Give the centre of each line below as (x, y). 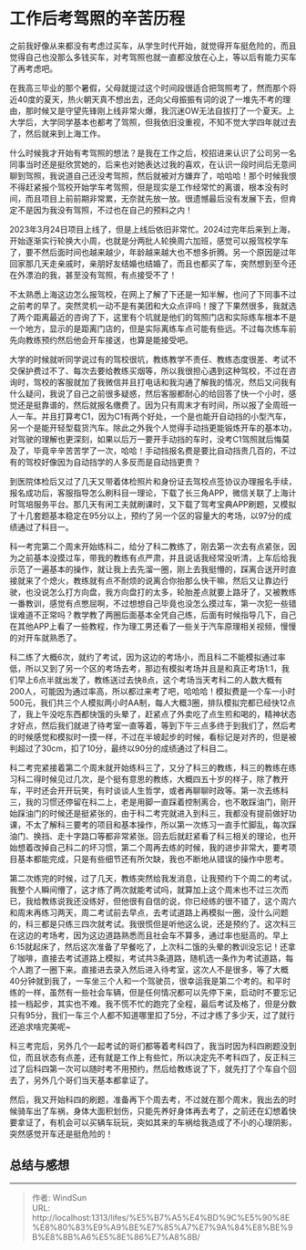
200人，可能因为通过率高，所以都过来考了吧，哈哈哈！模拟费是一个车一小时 (153, 691)
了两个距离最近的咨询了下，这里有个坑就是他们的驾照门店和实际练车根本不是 (153, 317)
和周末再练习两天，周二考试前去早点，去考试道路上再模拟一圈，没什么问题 (149, 912)
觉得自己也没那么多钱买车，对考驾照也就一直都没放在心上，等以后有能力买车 (153, 57)
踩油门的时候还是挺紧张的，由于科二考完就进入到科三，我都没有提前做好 (153, 813)
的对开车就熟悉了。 (46, 637)
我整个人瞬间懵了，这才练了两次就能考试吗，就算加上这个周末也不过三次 (145, 890)
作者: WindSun (59, 1197)
